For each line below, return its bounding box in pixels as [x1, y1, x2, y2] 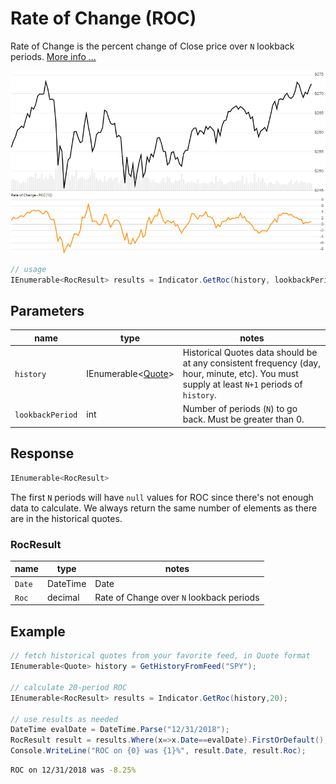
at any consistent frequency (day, [182, 357, 321, 369]
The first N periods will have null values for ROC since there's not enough [10, 491, 314, 503]
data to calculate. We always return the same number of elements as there [10, 502, 318, 514]
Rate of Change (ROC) [10, 7, 197, 30]
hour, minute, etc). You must [182, 368, 299, 380]
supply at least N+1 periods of [182, 378, 303, 391]
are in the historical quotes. [10, 512, 123, 524]
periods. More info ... [10, 50, 97, 62]
